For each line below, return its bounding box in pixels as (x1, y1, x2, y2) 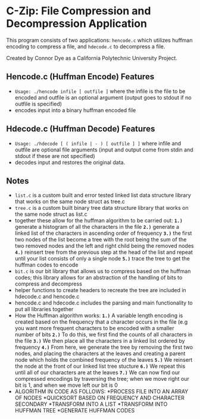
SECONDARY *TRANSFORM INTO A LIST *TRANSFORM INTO (14, 401, 168, 408)
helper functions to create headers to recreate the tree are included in (14, 287, 186, 294)
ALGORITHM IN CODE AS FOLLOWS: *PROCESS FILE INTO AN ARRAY (14, 388, 189, 395)
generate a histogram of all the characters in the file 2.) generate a (14, 224, 180, 231)
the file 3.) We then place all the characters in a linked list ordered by (14, 337, 185, 344)
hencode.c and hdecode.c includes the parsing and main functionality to (14, 299, 193, 306)
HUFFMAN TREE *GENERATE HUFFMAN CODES (14, 407, 135, 414)
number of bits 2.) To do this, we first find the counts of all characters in (14, 331, 193, 338)
